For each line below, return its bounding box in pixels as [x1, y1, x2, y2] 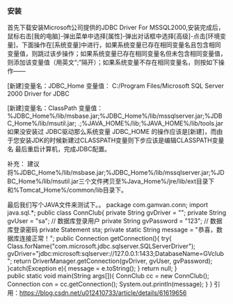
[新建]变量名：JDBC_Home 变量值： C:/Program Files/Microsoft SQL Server [7, 82, 225, 90]
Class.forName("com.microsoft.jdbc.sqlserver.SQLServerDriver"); [7, 242, 196, 250]
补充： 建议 [7, 160, 40, 168]
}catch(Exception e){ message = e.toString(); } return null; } [7, 264, 177, 273]
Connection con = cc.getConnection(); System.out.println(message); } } [7, 280, 213, 289]
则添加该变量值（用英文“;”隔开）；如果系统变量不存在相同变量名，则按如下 [7, 58, 219, 67]
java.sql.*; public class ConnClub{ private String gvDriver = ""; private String [7, 208, 227, 217]
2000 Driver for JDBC [7, 89, 70, 98]
